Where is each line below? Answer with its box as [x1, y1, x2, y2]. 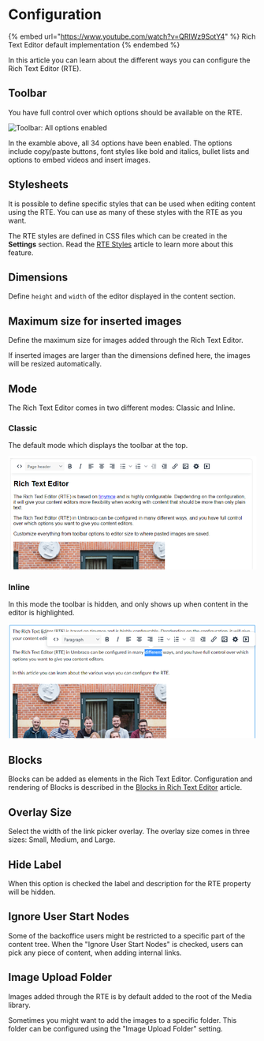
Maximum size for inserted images [8, 314, 182, 328]
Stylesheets [8, 178, 69, 191]
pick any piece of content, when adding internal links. [8, 948, 182, 957]
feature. [8, 247, 34, 257]
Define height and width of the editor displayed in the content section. [8, 291, 236, 301]
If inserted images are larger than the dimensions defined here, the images [8, 351, 251, 360]
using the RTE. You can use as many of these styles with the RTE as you [8, 207, 243, 216]
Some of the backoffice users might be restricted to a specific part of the [8, 930, 246, 941]
